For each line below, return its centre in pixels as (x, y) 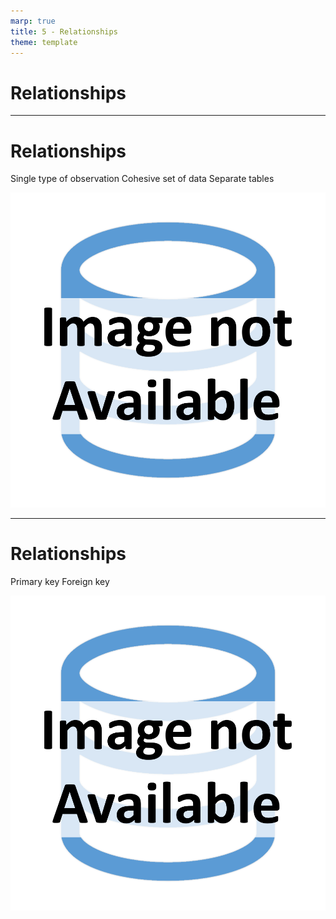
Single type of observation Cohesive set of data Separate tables (142, 179)
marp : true (33, 21)
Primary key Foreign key (60, 582)
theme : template (44, 42)
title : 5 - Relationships (64, 31)
